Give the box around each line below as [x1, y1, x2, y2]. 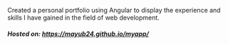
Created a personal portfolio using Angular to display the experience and [7, 6, 221, 14]
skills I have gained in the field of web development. [7, 13, 160, 22]
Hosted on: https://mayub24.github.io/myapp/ [7, 30, 150, 38]
